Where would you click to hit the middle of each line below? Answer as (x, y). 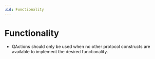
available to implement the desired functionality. (60, 51)
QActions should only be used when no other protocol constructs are (81, 47)
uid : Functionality (24, 9)
